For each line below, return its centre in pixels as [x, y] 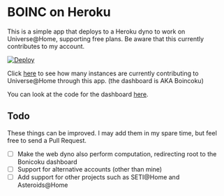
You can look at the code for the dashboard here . [78, 94]
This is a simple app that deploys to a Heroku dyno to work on [96, 31]
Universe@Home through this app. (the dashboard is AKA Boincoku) [106, 80]
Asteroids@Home [43, 185]
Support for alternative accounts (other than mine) [90, 169]
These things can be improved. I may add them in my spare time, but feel [112, 133]
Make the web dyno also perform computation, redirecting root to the [117, 153]
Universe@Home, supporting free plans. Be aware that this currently [106, 38]
